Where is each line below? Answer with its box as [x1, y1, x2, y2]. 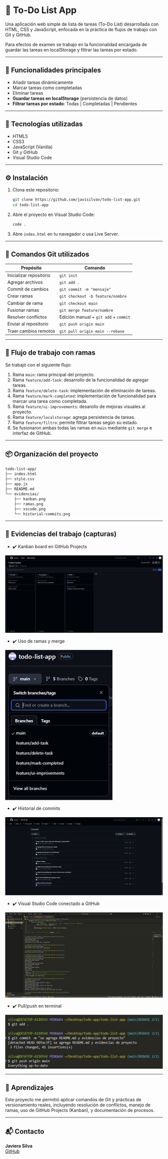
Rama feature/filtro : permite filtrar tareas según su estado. [12, 419, 138, 425]
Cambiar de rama [7, 300, 43, 306]
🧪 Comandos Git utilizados [5, 250, 89, 259]
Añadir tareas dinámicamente [12, 79, 73, 85]
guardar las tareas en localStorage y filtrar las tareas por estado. [5, 47, 138, 53]
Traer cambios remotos [7, 328, 55, 334]
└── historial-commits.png [14, 511, 70, 517]
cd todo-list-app [12, 202, 49, 207]
